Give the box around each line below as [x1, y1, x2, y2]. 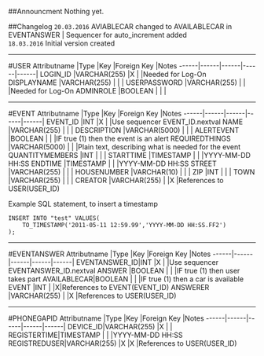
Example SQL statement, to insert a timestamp [8, 200, 159, 208]
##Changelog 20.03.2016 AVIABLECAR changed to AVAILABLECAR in [8, 22, 233, 31]
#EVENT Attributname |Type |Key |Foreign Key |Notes [8, 109, 182, 118]
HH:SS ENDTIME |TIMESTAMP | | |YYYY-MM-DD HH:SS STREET [8, 159, 218, 168]
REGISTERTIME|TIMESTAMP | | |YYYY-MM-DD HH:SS [8, 330, 183, 339]
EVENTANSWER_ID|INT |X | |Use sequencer [75, 258, 218, 266]
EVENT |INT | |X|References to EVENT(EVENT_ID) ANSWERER [8, 283, 210, 292]
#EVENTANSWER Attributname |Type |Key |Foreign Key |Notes [8, 249, 211, 259]
